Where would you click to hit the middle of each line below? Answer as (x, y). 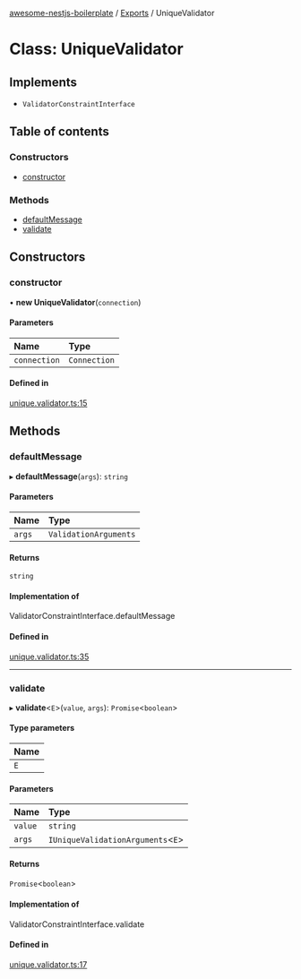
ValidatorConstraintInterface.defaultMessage (92, 616)
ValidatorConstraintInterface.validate (77, 924)
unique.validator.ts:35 (49, 657)
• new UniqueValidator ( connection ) (75, 302)
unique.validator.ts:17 (48, 964)
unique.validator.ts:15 (48, 403)
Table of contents (59, 132)
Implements (43, 82)
